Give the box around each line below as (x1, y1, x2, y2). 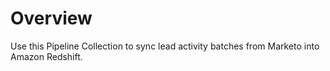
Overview (10, 7, 93, 30)
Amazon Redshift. (10, 50, 83, 62)
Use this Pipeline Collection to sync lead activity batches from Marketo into (10, 40, 320, 52)
